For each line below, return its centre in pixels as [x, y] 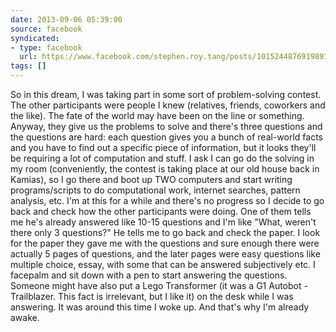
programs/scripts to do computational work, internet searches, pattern [155, 190]
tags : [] [28, 66]
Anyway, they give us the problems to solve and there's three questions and [166, 126]
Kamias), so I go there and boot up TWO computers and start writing [151, 179]
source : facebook [46, 29]
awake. [25, 317]
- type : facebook [46, 47]
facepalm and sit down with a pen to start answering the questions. [149, 275]
